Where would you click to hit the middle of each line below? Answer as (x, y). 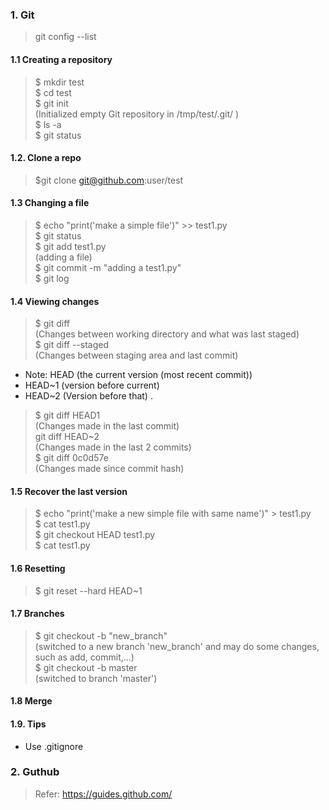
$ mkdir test (59, 82)
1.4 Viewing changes (55, 301)
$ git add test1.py (70, 246)
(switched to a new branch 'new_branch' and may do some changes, (177, 646)
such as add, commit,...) (84, 657)
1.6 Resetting (38, 568)
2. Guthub (35, 772)
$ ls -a (48, 124)
